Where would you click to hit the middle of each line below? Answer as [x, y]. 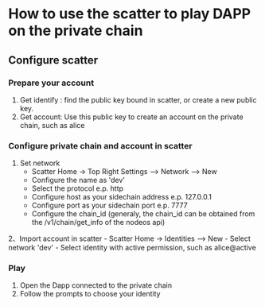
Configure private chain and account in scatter [100, 145]
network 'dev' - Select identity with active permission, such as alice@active [132, 248]
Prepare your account [51, 83]
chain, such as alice [52, 125]
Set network [40, 163]
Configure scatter [53, 60]
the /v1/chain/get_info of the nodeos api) [98, 223]
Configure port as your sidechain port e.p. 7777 [110, 205]
